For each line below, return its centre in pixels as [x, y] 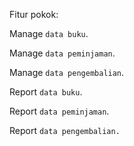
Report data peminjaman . [59, 111]
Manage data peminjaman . [62, 53]
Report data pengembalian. [65, 130]
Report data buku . [46, 92]
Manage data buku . [49, 33]
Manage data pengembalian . [67, 72]
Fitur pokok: [34, 14]
